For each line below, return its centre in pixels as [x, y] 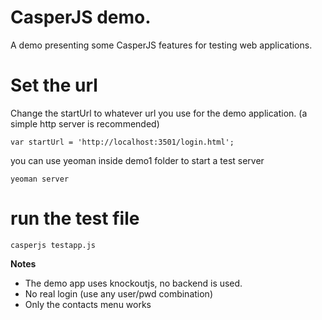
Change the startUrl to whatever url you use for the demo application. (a [159, 113]
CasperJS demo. [81, 17]
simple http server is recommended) [85, 123]
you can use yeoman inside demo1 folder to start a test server [137, 160]
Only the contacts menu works [88, 304]
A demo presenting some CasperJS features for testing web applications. [161, 45]
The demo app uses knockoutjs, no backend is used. [133, 283]
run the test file [75, 218]
